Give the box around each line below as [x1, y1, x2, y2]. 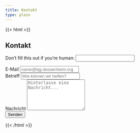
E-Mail [5, 66, 19, 72]
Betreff [5, 73, 20, 79]
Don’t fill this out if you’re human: [5, 55, 75, 61]
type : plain [5, 12, 31, 17]
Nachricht [5, 105, 26, 112]
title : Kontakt [5, 7, 38, 13]
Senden [8, 112, 23, 118]
